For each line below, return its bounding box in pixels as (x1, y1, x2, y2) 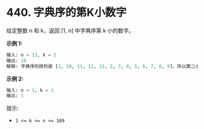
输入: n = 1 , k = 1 (6, 87, 54, 93)
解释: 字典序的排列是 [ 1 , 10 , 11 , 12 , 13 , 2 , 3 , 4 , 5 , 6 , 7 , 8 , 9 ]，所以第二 (6, 63, 196, 69)
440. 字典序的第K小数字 (6, 5, 127, 19)
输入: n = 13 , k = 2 (6, 52, 57, 58)
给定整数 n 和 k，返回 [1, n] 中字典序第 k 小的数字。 (6, 27, 135, 34)
